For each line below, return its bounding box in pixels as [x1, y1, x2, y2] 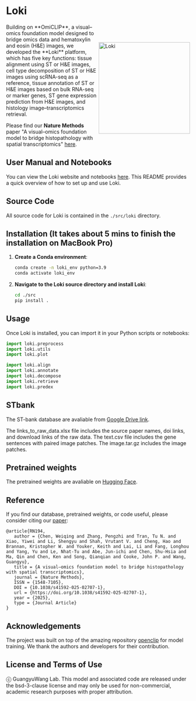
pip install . [14, 298, 49, 303]
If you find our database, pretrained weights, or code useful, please [6, 511, 168, 518]
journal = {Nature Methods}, [13, 575, 85, 580]
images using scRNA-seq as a [6, 73, 79, 80]
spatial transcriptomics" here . [6, 141, 77, 148]
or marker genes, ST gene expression [6, 92, 97, 99]
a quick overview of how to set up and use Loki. [6, 179, 121, 186]
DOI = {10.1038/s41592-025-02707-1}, [13, 584, 106, 591]
